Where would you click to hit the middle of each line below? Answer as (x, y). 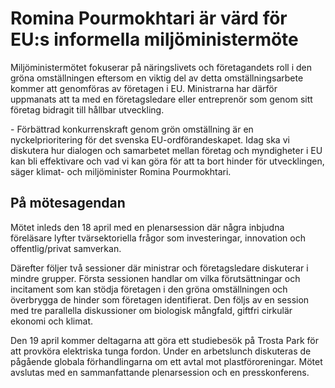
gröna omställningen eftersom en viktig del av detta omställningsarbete (157, 78)
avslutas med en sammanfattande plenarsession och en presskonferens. (160, 372)
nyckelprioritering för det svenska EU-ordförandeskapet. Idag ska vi (150, 139)
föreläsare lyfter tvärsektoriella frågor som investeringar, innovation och (158, 238)
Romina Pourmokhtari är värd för (149, 18)
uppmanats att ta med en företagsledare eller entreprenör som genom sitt (161, 99)
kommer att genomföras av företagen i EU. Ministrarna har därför (144, 88)
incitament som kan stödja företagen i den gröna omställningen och (149, 289)
